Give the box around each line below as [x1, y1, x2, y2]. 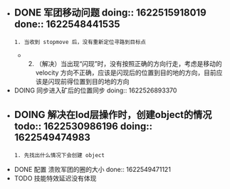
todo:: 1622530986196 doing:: [14, 120, 153, 133]
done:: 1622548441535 [14, 18, 120, 31]
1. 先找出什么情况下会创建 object [14, 151, 105, 158]
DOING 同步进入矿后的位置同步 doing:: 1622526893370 [14, 86, 177, 94]
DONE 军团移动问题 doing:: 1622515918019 [14, 6, 207, 19]
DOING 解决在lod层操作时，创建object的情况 [14, 109, 212, 121]
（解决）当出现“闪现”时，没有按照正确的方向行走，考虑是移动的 [35, 59, 222, 67]
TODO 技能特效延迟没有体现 [14, 173, 97, 183]
